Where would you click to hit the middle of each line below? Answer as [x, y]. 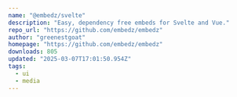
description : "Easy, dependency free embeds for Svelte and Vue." [119, 23]
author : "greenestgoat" [47, 37]
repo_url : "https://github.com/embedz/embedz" [86, 30]
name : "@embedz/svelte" [47, 15]
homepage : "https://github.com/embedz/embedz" [86, 45]
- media [28, 81]
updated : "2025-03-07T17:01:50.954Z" [70, 59]
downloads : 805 [33, 52]
